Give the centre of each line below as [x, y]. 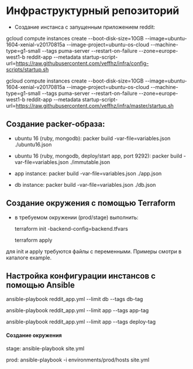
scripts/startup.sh [27, 69]
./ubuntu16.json [33, 144]
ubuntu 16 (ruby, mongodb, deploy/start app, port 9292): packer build [98, 156]
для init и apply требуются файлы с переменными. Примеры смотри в [94, 251]
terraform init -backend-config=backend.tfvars [71, 228]
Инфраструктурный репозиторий [93, 11]
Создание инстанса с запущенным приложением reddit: [85, 27]
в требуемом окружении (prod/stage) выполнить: [76, 217]
